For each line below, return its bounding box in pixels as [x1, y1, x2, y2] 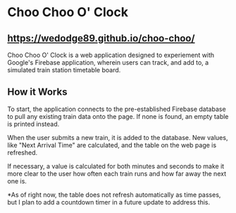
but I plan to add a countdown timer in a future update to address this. [7, 198, 211, 206]
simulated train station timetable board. [7, 66, 121, 74]
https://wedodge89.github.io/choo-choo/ [7, 32, 195, 44]
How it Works [7, 86, 68, 98]
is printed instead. [7, 120, 60, 128]
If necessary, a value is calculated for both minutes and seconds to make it [7, 162, 225, 170]
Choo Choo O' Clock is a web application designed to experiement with [7, 51, 215, 59]
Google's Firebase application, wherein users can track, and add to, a [7, 58, 209, 67]
